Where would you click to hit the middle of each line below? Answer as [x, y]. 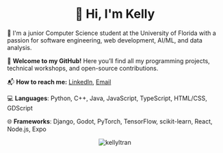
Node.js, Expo [27, 129]
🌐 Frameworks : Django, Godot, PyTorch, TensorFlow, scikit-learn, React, [110, 121]
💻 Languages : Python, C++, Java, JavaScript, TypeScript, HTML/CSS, [107, 98]
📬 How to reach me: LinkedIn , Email [59, 82]
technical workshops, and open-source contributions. [83, 68]
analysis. [19, 47]
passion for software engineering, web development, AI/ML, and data [105, 40]
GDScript [20, 108]
